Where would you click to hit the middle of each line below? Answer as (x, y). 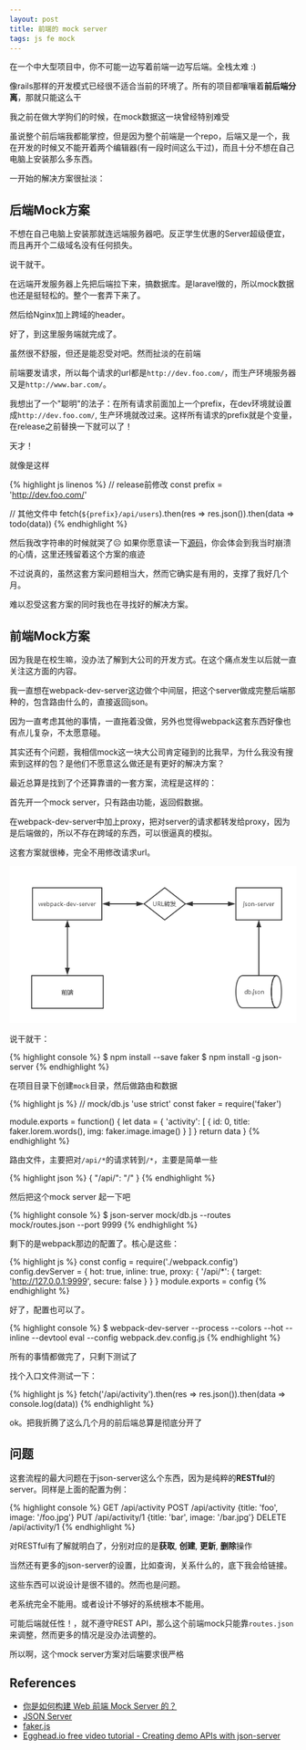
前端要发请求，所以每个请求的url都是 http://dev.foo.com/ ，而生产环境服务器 (153, 373)
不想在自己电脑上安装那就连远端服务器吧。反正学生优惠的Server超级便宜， (149, 234)
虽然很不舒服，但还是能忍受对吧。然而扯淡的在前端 (105, 354)
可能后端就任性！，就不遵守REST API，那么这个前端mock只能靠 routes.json (152, 1623)
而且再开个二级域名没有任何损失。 (73, 245)
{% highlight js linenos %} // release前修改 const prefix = (116, 484)
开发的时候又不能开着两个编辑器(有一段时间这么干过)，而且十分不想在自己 (156, 148)
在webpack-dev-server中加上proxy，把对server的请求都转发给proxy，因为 (150, 822)
